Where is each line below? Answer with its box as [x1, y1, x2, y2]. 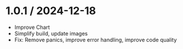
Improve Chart [14, 24, 50, 31]
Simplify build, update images [14, 30, 88, 37]
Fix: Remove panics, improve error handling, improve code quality [14, 36, 178, 43]
